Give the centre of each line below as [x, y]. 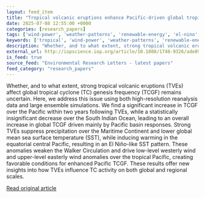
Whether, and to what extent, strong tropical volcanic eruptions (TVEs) [95, 86]
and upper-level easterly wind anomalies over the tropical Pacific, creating [100, 157]
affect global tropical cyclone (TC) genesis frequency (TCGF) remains [94, 93]
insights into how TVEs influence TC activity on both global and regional [97, 170]
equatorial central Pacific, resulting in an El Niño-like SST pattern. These [97, 144]
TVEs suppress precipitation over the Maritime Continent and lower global [99, 131]
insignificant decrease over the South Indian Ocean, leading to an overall [98, 118]
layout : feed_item [30, 12]
